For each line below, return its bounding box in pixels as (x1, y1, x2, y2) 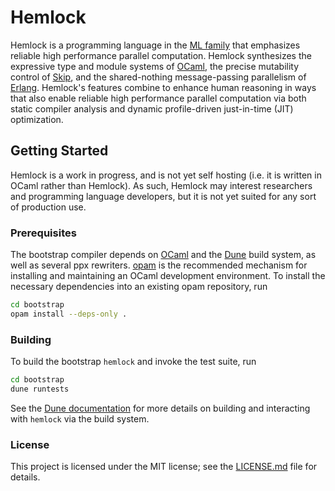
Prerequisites (10, 226, 77, 240)
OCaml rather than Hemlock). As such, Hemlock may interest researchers (10, 179, 313, 191)
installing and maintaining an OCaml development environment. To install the (10, 270, 326, 282)
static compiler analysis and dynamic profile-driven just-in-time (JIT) (10, 102, 294, 115)
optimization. (10, 113, 64, 125)
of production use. (10, 201, 87, 213)
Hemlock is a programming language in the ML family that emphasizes (10, 39, 301, 51)
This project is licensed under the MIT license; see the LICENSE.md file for (10, 461, 318, 473)
